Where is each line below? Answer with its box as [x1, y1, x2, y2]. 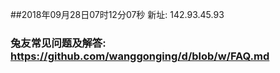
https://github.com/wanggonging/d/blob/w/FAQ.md [10, 49, 270, 63]
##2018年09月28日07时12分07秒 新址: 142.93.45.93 [10, 9, 225, 20]
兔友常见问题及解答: [10, 36, 107, 50]
